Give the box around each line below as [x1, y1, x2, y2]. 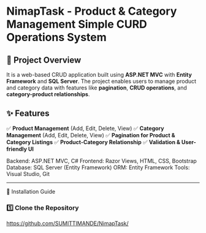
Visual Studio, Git [6, 170, 50, 177]
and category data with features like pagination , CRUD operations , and [6, 84, 187, 91]
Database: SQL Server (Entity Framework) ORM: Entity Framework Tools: [6, 164, 190, 171]
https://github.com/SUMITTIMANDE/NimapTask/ [6, 220, 129, 227]
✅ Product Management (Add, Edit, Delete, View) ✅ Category [6, 124, 164, 132]
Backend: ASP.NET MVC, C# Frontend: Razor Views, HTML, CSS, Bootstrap [6, 157, 197, 164]
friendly [6, 145, 28, 153]
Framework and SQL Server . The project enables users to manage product [6, 78, 197, 85]
